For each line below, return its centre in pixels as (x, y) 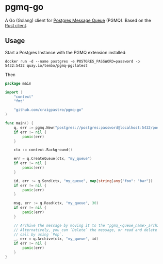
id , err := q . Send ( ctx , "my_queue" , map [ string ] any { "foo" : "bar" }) (83, 181)
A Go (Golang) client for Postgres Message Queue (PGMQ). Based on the (78, 20)
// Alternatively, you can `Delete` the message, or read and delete (86, 230)
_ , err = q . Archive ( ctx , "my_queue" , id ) (56, 239)
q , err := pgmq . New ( (34, 127)
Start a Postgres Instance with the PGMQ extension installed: (66, 52)
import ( (14, 92)
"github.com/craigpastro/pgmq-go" (49, 110)
